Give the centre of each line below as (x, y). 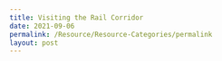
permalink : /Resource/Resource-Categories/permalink (111, 34)
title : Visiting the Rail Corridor (77, 17)
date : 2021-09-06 (42, 26)
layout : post (34, 43)
